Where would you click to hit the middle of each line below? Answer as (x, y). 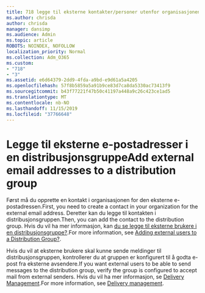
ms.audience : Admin (31, 35)
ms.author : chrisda (31, 18)
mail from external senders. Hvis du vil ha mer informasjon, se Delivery (95, 277)
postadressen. (24, 207)
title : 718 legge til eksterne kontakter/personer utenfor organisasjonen (103, 12)
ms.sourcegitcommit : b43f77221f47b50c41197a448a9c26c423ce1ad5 (88, 92)
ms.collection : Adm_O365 (38, 57)
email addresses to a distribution (91, 170)
